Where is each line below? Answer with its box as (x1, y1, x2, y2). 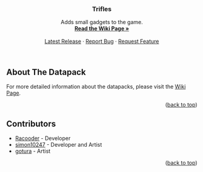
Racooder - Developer (15, 135, 71, 142)
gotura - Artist (15, 147, 51, 154)
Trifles (92, 5, 112, 13)
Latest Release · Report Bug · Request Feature (44, 38, 159, 45)
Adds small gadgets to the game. (60, 19, 144, 26)
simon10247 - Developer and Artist (15, 141, 102, 148)
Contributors (6, 118, 56, 129)
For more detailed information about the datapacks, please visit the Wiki (6, 83, 186, 91)
